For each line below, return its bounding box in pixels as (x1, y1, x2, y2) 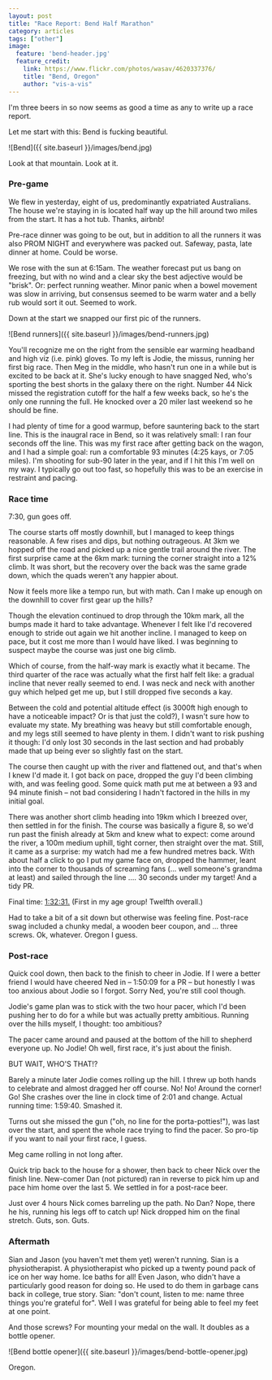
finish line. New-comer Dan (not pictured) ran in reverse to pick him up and (8, 1174, 260, 1184)
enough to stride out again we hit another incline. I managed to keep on (8, 628, 248, 638)
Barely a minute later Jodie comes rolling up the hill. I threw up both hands (8, 1075, 257, 1085)
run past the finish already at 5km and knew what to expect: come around (8, 829, 256, 839)
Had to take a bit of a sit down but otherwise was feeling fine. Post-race (8, 912, 249, 923)
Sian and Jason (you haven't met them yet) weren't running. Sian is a (8, 1254, 240, 1265)
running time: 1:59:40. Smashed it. (8, 1101, 123, 1111)
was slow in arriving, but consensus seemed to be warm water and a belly (8, 289, 257, 298)
